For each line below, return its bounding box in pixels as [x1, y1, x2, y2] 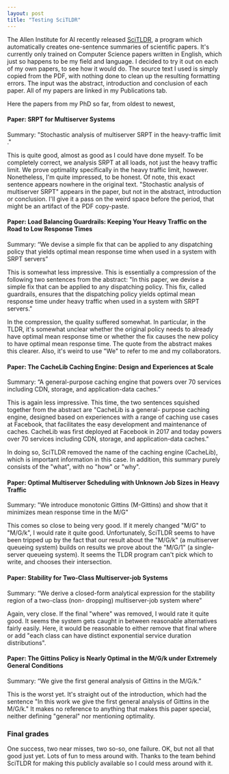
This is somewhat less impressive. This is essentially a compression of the [7, 268, 217, 276]
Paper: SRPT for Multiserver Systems [7, 115, 116, 123]
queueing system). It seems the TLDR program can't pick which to [27, 551, 213, 559]
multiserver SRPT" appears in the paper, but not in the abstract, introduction [7, 187, 221, 195]
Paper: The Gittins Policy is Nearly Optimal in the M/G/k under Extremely [7, 654, 217, 662]
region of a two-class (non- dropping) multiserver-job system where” [7, 596, 202, 604]
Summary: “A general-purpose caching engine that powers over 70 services [7, 378, 221, 386]
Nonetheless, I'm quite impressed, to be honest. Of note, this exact [7, 173, 196, 181]
